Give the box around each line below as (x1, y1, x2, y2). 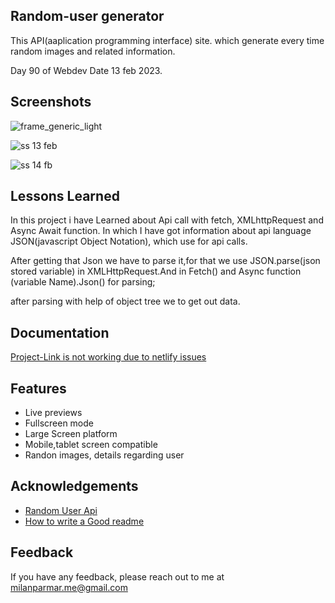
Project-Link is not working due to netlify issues (10, 351, 207, 363)
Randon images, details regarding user (24, 449, 185, 461)
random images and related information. (10, 45, 176, 57)
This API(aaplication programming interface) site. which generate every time (10, 34, 325, 46)
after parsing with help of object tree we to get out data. (10, 295, 241, 308)
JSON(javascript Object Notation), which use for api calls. (10, 235, 248, 248)
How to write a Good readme (24, 515, 145, 527)
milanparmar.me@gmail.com (10, 581, 128, 593)
